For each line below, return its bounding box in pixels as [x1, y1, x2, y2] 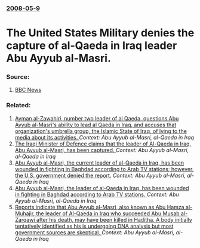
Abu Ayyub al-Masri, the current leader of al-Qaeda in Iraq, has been [14, 159, 184, 166]
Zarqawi [14, 216, 35, 223]
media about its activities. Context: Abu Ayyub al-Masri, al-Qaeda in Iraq [14, 134, 194, 141]
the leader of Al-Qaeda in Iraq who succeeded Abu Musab [36, 210, 180, 217]
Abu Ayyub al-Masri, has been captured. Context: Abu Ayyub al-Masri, [14, 146, 189, 153]
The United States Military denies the [6, 26, 195, 40]
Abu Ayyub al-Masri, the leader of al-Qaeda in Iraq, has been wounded [14, 184, 189, 191]
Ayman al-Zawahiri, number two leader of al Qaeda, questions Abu [14, 114, 179, 122]
